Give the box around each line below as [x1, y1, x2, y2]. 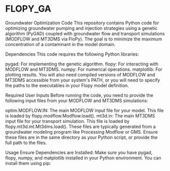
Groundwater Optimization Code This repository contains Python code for [5, 20, 159, 26]
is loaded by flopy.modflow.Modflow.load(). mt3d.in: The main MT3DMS [5, 112, 155, 119]
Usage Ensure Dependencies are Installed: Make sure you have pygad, [5, 149, 153, 155]
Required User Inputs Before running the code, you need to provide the [5, 92, 153, 98]
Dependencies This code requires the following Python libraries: [5, 51, 139, 57]
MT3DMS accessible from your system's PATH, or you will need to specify [5, 77, 160, 83]
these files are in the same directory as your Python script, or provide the [5, 134, 158, 140]
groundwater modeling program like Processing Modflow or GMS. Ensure [5, 129, 158, 135]
